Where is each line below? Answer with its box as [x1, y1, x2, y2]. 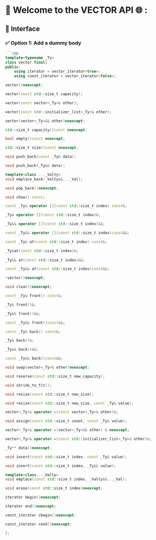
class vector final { [5, 60, 48, 65]
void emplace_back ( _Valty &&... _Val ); [5, 177, 83, 181]
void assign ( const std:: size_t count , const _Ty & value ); [5, 419, 127, 423]
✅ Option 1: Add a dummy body [5, 39, 82, 46]
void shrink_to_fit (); [5, 383, 52, 388]
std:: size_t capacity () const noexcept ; [5, 127, 88, 132]
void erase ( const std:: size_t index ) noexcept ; [5, 486, 103, 491]
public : [5, 64, 21, 69]
